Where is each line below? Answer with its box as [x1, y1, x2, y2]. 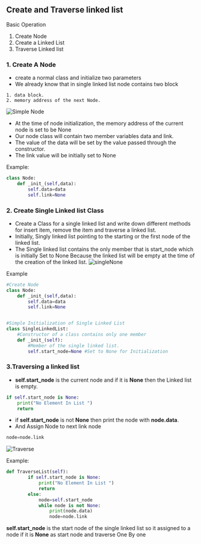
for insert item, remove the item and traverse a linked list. [14, 226, 156, 233]
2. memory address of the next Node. [6, 98, 101, 104]
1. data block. [6, 92, 45, 98]
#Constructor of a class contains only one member [17, 332, 147, 338]
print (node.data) [49, 508, 93, 514]
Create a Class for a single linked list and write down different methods [14, 220, 191, 227]
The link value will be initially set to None [14, 152, 116, 159]
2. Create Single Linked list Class [6, 206, 104, 215]
